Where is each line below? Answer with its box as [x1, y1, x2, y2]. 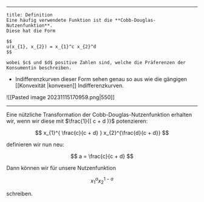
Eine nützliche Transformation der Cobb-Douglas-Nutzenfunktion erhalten [6, 111, 192, 118]
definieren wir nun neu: [6, 141, 65, 148]
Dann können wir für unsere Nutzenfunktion [6, 165, 117, 171]
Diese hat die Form [6, 28, 56, 34]
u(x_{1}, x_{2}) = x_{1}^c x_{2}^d [6, 44, 97, 50]
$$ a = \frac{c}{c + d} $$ [70, 152, 134, 160]
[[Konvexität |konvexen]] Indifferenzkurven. [15, 82, 124, 89]
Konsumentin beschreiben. [6, 65, 72, 71]
